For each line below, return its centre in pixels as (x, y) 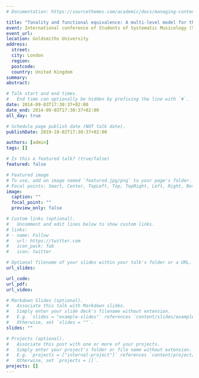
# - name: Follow (28, 235)
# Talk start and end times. (42, 94)
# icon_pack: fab (30, 246)
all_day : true (24, 116)
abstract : (18, 83)
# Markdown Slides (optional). (45, 300)
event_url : (20, 33)
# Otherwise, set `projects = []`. (53, 361)
